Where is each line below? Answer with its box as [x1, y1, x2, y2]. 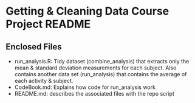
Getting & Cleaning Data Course [5, 4, 169, 18]
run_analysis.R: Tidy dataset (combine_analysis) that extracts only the [14, 58, 190, 65]
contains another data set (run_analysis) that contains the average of [14, 71, 187, 77]
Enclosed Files [5, 41, 62, 52]
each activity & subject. [14, 77, 74, 84]
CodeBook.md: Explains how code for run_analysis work [14, 83, 156, 91]
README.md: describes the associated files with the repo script [14, 90, 174, 97]
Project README [5, 17, 91, 31]
